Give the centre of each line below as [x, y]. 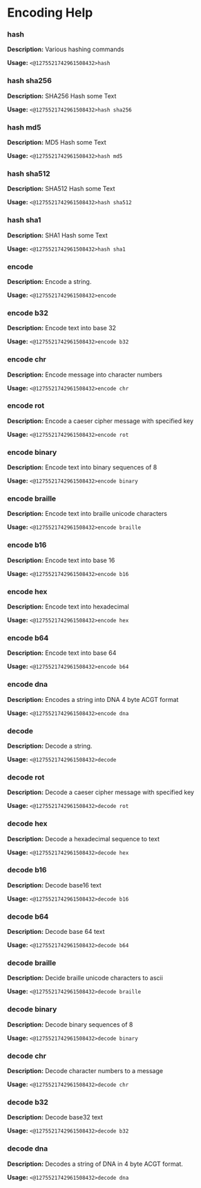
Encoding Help [50, 13]
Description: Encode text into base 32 [61, 328]
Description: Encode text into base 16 [61, 560]
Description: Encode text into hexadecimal [68, 606]
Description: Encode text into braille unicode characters [87, 514]
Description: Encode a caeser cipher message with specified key [100, 421]
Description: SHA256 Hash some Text [62, 96]
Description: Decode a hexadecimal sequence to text [84, 838]
